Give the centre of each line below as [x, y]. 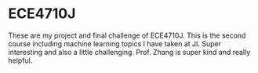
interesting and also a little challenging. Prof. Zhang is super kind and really [129, 52]
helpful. [20, 60]
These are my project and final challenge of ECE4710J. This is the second [127, 35]
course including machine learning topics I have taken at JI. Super [115, 43]
